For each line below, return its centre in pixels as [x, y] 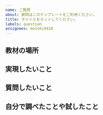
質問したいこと [29, 88]
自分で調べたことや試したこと [52, 106]
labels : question [24, 24]
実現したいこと [29, 69]
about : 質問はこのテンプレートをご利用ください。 [51, 15]
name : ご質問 [18, 10]
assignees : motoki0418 [29, 29]
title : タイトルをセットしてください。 [41, 19]
